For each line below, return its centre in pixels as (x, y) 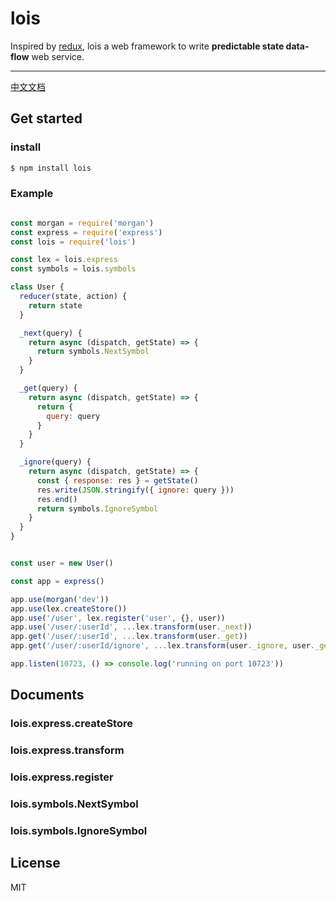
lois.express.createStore (71, 724)
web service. (58, 56)
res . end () (57, 499)
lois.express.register (62, 777)
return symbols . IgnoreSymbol (97, 508)
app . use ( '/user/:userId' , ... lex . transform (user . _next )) (131, 627)
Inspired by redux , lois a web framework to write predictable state (147, 46)
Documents (47, 695)
